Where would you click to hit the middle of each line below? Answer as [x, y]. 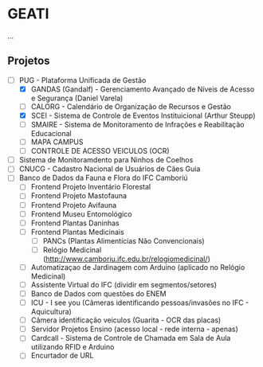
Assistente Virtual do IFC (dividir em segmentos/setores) [124, 284]
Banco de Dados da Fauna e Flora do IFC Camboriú [103, 178]
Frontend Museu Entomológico [81, 214]
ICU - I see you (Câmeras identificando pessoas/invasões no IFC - [140, 303]
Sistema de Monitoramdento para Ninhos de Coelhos [106, 160]
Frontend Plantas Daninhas [75, 223]
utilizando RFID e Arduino [73, 347]
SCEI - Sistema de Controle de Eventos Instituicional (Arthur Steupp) [143, 115]
